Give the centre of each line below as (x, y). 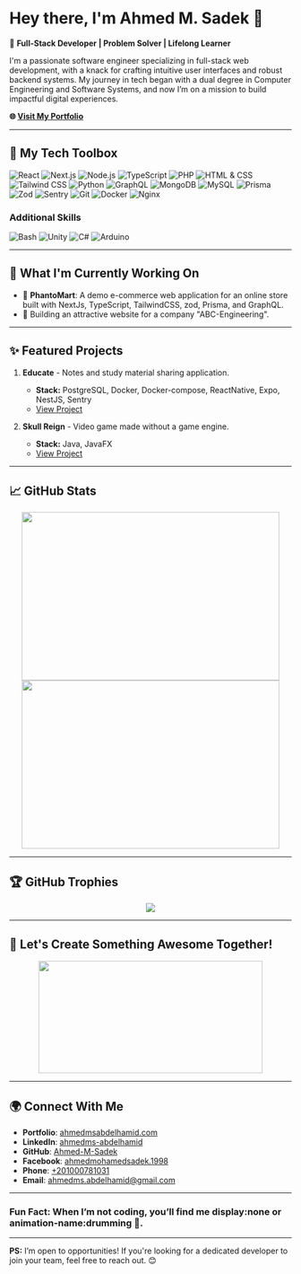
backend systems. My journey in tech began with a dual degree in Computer (150, 79)
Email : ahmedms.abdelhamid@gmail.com (99, 1180)
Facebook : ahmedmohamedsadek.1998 (95, 1161)
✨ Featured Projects (66, 351)
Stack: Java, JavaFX (74, 444)
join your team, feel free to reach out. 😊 (83, 1261)
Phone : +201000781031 (66, 1170)
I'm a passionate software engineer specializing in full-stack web (129, 60)
